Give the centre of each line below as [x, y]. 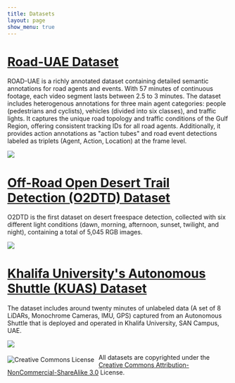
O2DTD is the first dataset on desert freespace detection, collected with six [117, 217]
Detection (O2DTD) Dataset [89, 197]
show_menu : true [31, 27]
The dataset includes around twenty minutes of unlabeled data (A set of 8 [114, 308]
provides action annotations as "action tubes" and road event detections [112, 134]
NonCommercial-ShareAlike [47, 372]
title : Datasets [31, 14]
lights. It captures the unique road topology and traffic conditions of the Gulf [118, 119]
